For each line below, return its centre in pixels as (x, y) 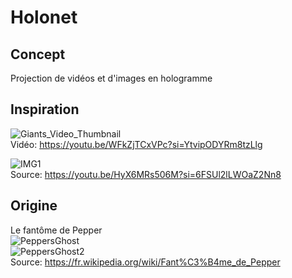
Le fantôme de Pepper (56, 230)
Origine (34, 206)
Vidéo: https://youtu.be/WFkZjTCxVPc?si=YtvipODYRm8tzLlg (136, 144)
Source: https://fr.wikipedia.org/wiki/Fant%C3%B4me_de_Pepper (145, 262)
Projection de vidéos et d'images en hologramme (111, 78)
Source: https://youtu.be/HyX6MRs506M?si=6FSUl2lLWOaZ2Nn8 (146, 174)
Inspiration (45, 109)
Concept (38, 54)
